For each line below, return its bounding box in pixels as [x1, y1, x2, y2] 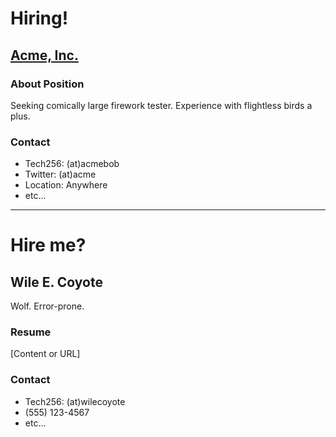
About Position [10, 77, 85, 91]
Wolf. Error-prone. [10, 300, 85, 312]
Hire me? [10, 234, 87, 257]
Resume [10, 325, 52, 339]
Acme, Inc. [10, 47, 79, 64]
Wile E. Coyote [10, 273, 103, 291]
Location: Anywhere [24, 179, 108, 191]
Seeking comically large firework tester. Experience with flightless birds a [10, 99, 313, 111]
